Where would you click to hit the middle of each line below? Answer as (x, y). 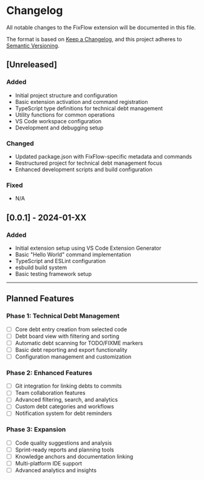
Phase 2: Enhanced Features (49, 372)
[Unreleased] (32, 65)
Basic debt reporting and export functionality (71, 349)
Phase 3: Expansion (36, 430)
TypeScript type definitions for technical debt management (89, 108)
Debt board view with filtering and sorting (67, 336)
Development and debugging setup (59, 128)
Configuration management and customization (73, 357)
